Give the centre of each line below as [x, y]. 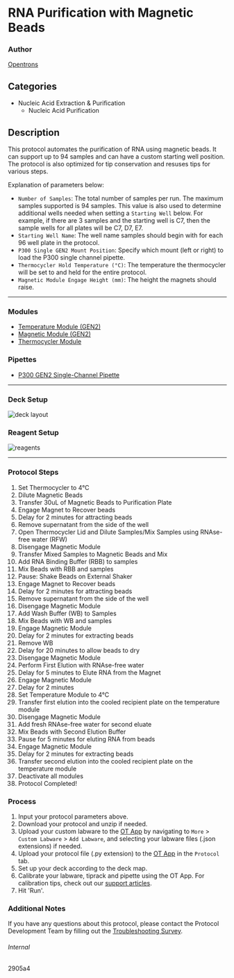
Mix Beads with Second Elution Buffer [72, 732]
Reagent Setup [34, 432]
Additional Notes [37, 908]
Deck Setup [28, 400]
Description [34, 133]
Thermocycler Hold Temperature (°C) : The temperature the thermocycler [122, 265]
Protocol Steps [33, 473]
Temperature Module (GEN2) [59, 327]
